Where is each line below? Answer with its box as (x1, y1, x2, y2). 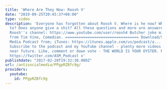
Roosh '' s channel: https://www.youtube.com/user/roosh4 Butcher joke (9, 30, 157, 35)
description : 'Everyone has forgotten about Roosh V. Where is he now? (5, 21, 157, 26)
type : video (5, 16, 30, 21)
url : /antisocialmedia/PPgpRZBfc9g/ (5, 62, 81, 67)
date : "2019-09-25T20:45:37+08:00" (5, 12, 79, 17)
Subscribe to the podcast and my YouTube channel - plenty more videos (9, 44, 162, 49)
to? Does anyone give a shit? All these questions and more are (9, 26, 146, 31)
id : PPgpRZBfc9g (14, 76, 48, 81)
